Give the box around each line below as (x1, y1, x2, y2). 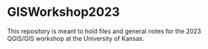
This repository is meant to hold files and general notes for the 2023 (7, 27, 202, 35)
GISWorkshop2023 (7, 4, 120, 20)
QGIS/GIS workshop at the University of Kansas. (7, 34, 145, 42)
